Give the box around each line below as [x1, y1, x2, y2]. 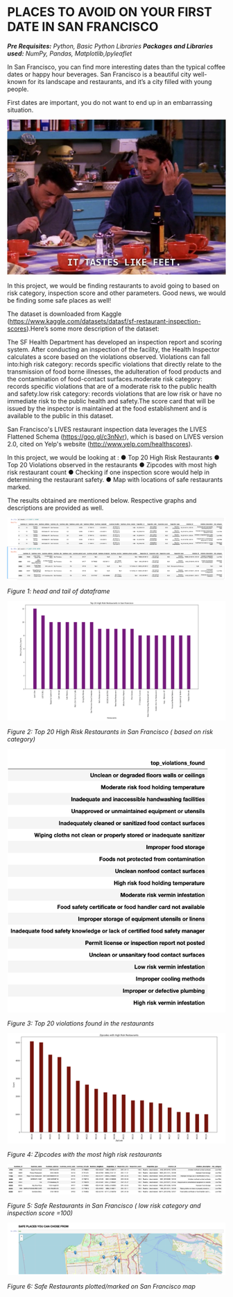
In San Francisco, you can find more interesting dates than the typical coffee [7, 62, 225, 71]
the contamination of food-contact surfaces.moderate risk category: [7, 374, 202, 383]
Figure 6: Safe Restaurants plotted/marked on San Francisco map [7, 1282, 196, 1290]
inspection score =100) [7, 1209, 73, 1217]
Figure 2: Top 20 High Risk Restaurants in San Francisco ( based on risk [7, 728, 214, 736]
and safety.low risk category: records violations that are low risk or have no [7, 390, 222, 398]
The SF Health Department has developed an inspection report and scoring [7, 337, 223, 346]
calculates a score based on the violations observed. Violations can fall [7, 352, 210, 361]
